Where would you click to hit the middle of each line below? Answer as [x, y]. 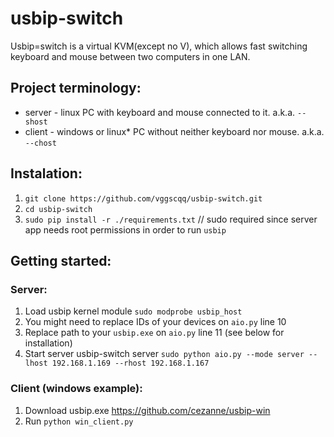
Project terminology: [76, 88]
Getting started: [61, 260]
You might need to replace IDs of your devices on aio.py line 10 [155, 322]
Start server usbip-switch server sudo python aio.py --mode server [164, 354]
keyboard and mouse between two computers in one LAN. [130, 56]
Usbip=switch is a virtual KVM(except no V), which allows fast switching [159, 46]
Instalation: [46, 173]
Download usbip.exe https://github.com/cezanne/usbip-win [147, 410]
